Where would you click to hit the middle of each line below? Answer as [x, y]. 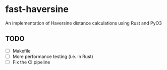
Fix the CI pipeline [31, 62]
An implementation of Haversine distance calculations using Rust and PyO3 [84, 23]
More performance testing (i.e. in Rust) [53, 56]
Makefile [21, 50]
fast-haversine [37, 9]
